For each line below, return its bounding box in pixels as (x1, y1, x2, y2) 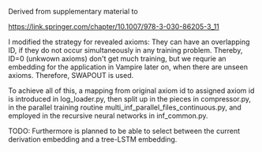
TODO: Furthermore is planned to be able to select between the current (8, 126, 241, 135)
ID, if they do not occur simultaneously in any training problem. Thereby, (8, 46, 243, 54)
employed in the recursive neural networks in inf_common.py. (8, 111, 208, 120)
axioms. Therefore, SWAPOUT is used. (8, 71, 134, 80)
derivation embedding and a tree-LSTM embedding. (8, 135, 178, 144)
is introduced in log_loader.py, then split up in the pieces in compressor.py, (8, 95, 251, 103)
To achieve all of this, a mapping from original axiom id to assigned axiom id (8, 86, 255, 95)
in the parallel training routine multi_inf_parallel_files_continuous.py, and (8, 102, 242, 112)
